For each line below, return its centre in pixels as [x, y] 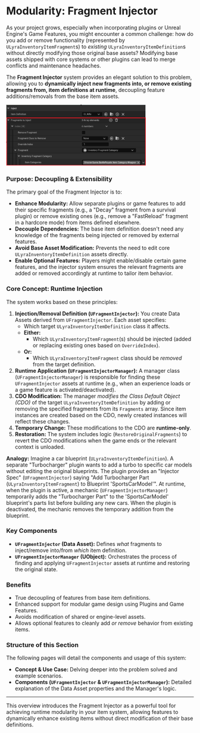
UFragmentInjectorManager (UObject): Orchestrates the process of [96, 556]
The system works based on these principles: [62, 302]
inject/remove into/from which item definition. [71, 550]
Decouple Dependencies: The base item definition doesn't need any [99, 229]
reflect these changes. [42, 421]
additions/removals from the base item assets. [63, 96]
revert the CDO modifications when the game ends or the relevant [96, 440]
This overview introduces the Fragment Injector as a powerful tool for [91, 706]
